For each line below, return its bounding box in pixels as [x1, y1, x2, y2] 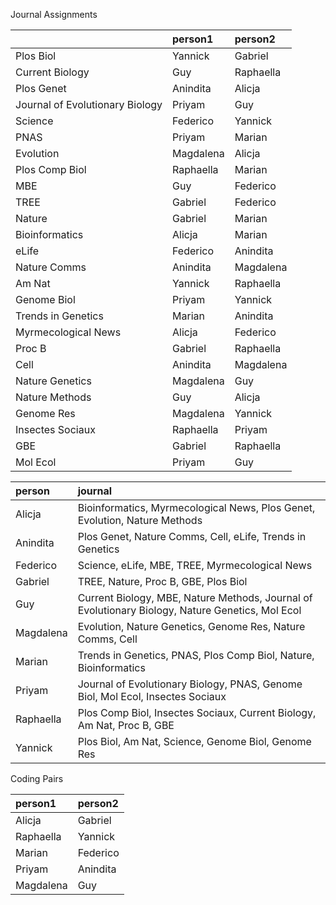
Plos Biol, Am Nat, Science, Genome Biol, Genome [77, 735, 312, 748]
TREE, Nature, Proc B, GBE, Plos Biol [77, 575, 248, 588]
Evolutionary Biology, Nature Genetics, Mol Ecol [77, 604, 302, 617]
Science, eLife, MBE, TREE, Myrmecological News [77, 559, 313, 572]
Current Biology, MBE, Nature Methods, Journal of [77, 591, 313, 604]
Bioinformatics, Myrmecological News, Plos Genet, [77, 501, 316, 514]
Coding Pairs [10, 773, 64, 784]
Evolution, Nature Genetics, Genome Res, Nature [77, 620, 306, 633]
